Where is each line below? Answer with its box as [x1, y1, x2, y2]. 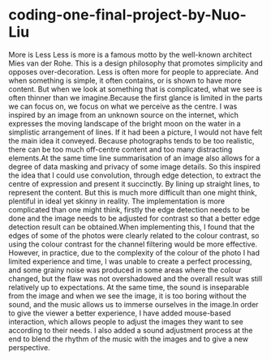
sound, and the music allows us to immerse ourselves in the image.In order [8, 299, 259, 309]
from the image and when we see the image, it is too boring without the [8, 290, 247, 301]
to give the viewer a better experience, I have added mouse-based [8, 308, 231, 318]
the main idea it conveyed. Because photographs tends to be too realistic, [8, 135, 255, 145]
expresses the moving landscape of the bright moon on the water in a [8, 118, 241, 128]
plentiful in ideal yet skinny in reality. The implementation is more [8, 196, 226, 206]
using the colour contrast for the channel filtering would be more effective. [8, 239, 258, 249]
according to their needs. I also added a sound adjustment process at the [8, 325, 253, 335]
